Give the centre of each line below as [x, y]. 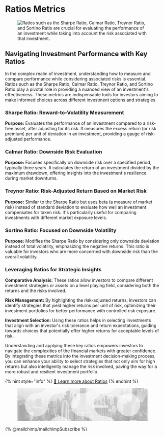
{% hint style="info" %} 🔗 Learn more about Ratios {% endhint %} [72, 381]
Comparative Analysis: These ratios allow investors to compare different [79, 280]
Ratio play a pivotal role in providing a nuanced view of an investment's [77, 89]
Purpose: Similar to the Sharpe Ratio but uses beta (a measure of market [79, 202]
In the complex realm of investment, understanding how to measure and [78, 73]
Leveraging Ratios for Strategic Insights [53, 269]
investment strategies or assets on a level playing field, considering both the [82, 286]
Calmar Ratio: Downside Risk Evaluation [54, 151]
